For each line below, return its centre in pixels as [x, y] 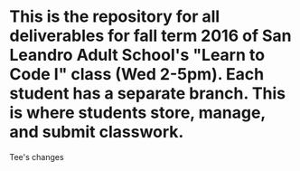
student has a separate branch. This [148, 94]
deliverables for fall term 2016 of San [150, 36]
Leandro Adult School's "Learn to [137, 55]
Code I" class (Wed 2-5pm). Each [137, 75]
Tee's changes [37, 157]
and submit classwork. [97, 132]
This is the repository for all [115, 17]
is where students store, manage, [138, 113]
